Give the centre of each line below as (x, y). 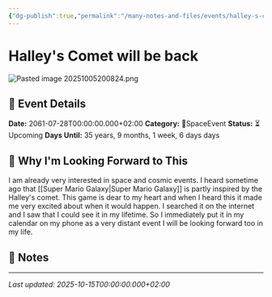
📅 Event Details (47, 103)
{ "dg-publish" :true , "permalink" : (65, 16)
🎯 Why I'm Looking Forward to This (98, 161)
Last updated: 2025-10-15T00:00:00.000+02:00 (89, 284)
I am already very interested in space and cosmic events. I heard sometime (134, 180)
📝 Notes (29, 257)
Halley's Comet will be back (104, 55)
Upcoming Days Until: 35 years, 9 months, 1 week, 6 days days (114, 135)
